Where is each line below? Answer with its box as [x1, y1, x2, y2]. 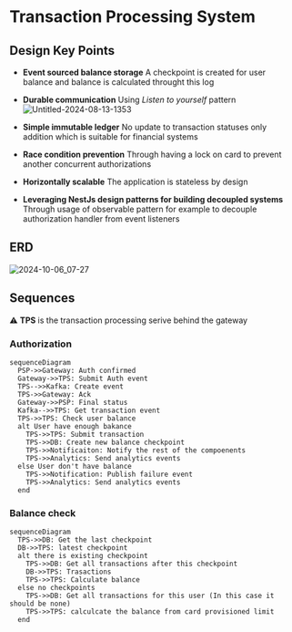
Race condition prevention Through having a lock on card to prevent [22, 149, 282, 160]
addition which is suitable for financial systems [22, 131, 198, 142]
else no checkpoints [17, 584, 96, 593]
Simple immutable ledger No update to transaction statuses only [22, 121, 267, 132]
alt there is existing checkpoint [17, 552, 148, 561]
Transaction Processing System [9, 6, 257, 27]
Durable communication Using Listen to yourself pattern [22, 94, 237, 105]
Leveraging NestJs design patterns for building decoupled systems [22, 194, 284, 204]
